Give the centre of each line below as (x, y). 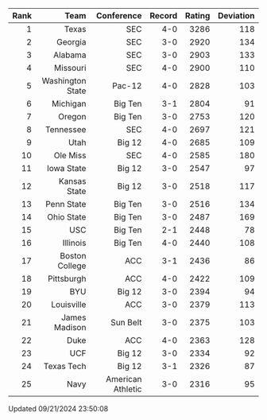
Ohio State (67, 217)
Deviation (236, 16)
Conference (119, 16)
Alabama (70, 55)
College (72, 266)
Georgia (72, 42)
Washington (64, 81)
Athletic (128, 389)
